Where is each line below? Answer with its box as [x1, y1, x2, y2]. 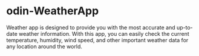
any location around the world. [6, 43, 83, 50]
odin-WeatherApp [6, 4, 99, 18]
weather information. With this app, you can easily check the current [18, 30, 189, 37]
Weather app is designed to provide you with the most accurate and [6, 24, 175, 31]
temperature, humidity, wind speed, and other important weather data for [6, 36, 189, 43]
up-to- [176, 24, 194, 31]
